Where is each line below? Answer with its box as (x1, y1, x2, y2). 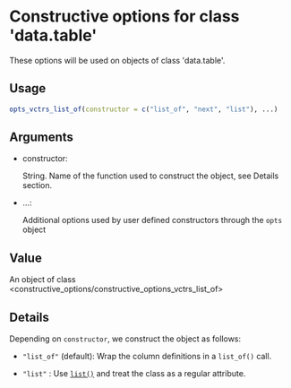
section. (21, 180, 53, 191)
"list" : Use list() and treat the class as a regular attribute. (21, 368, 246, 379)
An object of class (9, 274, 76, 285)
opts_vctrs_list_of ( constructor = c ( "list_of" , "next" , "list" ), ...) (9, 105, 278, 114)
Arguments (9, 130, 74, 145)
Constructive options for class (9, 6, 240, 27)
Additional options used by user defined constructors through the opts (21, 215, 283, 226)
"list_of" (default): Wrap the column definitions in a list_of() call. (21, 351, 272, 362)
